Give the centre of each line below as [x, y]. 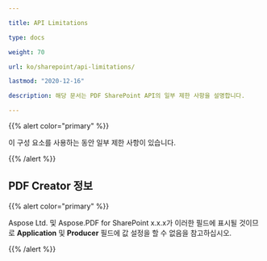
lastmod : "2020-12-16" [46, 82]
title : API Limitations [48, 23]
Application [37, 233]
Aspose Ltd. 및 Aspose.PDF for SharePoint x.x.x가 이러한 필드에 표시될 [123, 222]
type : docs [27, 37]
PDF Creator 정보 [51, 186]
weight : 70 [27, 52]
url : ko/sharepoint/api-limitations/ [72, 67]
